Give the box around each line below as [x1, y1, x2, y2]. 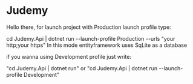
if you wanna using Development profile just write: [6, 53, 132, 60]
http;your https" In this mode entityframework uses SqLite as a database [6, 41, 188, 49]
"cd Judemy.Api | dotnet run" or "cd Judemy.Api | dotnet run [6, 64, 158, 72]
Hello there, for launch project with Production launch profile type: [6, 23, 171, 31]
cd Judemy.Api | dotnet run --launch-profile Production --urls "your [6, 35, 175, 42]
